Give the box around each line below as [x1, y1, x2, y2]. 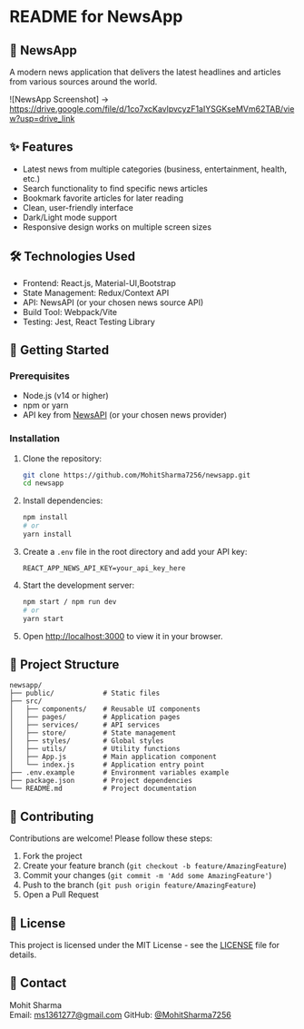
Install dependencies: [22, 495, 103, 506]
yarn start [22, 614, 64, 623]
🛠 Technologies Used [9, 249, 136, 264]
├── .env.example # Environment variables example [9, 768, 230, 777]
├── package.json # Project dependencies [9, 777, 193, 786]
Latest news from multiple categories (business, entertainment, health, [22, 163, 288, 174]
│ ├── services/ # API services [9, 720, 161, 730]
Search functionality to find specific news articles [22, 183, 209, 193]
